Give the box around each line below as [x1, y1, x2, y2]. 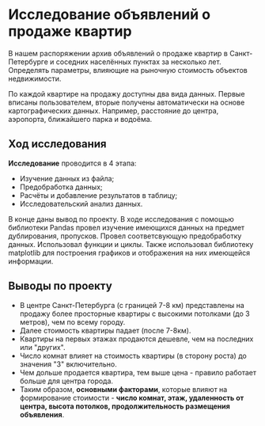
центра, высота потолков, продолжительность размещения [19, 401, 231, 411]
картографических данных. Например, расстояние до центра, [8, 105, 219, 116]
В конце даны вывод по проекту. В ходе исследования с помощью [8, 214, 235, 223]
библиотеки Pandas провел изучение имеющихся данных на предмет [8, 223, 245, 232]
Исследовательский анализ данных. [19, 199, 143, 208]
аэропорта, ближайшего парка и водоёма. [8, 114, 153, 124]
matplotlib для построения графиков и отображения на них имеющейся [8, 248, 251, 257]
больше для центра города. [19, 376, 113, 386]
